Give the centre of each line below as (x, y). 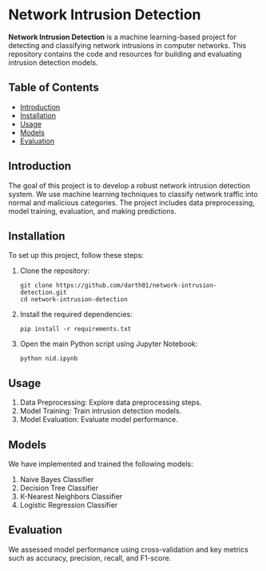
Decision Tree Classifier (59, 488)
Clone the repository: (55, 271)
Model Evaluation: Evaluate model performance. (99, 420)
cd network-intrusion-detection (73, 300)
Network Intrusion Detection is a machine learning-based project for (123, 37)
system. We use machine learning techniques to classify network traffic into (133, 194)
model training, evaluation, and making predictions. (93, 211)
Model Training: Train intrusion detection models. (101, 411)
